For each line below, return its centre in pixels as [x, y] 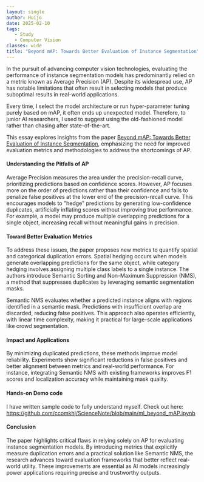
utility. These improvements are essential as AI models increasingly [106, 466]
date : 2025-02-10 [28, 23]
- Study [24, 35]
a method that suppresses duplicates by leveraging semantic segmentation [100, 282]
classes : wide [24, 46]
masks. [15, 289]
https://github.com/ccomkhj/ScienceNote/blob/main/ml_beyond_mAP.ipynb [101, 413]
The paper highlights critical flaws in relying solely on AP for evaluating [95, 440]
